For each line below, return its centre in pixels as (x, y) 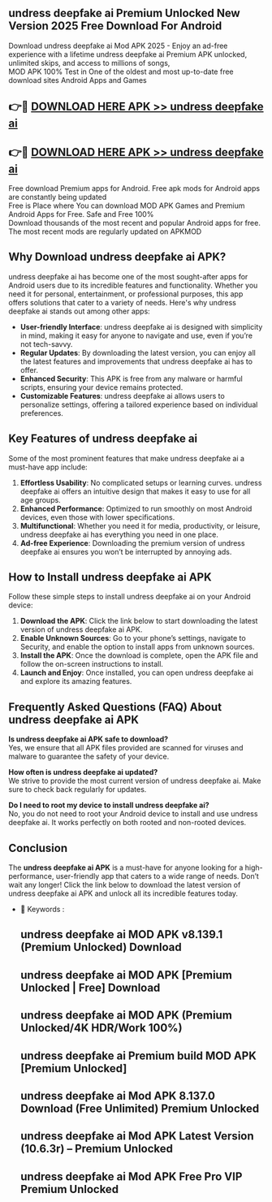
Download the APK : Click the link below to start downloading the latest (139, 621)
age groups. (40, 499)
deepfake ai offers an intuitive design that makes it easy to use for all (135, 491)
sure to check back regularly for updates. (78, 789)
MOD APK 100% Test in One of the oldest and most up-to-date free (121, 71)
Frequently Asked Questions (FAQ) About (115, 707)
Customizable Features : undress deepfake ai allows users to (122, 396)
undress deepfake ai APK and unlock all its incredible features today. (123, 893)
